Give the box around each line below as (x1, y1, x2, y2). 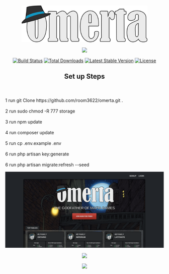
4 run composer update (5, 130, 54, 136)
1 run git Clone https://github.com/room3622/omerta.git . (5, 97, 123, 103)
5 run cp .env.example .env (5, 140, 61, 146)
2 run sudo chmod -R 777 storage (5, 108, 75, 114)
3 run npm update (5, 119, 43, 125)
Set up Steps (64, 72, 105, 81)
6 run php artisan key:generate (5, 151, 69, 157)
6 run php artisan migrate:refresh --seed (5, 162, 90, 168)
